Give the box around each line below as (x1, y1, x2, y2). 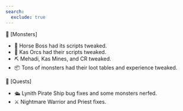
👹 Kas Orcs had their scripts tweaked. (14, 48, 107, 55)
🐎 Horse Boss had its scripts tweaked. (14, 42, 107, 49)
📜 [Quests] (5, 78, 32, 85)
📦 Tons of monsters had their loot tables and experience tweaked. (14, 64, 178, 71)
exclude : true (11, 14, 46, 20)
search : (5, 8, 25, 15)
